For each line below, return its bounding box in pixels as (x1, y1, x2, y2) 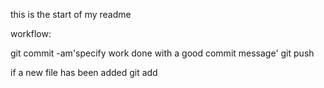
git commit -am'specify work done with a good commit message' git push (10, 47, 315, 59)
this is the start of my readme (10, 9, 132, 20)
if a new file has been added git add (10, 67, 158, 78)
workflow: (10, 28, 52, 39)
